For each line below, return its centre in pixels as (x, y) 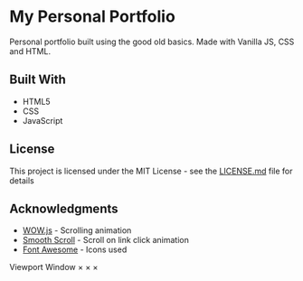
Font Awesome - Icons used (75, 249)
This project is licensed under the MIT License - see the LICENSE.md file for (151, 171)
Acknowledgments (64, 208)
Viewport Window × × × (54, 267)
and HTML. (30, 51)
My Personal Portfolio (93, 17)
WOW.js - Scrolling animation (77, 230)
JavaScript (43, 120)
